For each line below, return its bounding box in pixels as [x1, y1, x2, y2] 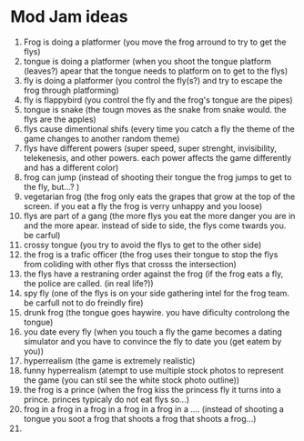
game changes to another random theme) [23, 133, 180, 144]
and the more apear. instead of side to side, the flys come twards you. [23, 220, 287, 231]
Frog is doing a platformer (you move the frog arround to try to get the [23, 36, 287, 47]
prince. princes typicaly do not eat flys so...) [23, 394, 190, 405]
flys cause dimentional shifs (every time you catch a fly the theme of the [23, 123, 295, 134]
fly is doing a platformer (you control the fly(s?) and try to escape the [23, 75, 283, 85]
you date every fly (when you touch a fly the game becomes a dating [23, 326, 283, 337]
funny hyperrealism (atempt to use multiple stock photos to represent [23, 365, 285, 376]
